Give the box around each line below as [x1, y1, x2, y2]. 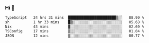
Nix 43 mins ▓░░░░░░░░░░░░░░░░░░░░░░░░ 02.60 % [5, 24, 145, 29]
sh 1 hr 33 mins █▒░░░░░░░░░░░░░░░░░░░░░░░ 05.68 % [5, 20, 145, 25]
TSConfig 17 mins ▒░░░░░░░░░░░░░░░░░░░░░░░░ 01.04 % [5, 29, 145, 33]
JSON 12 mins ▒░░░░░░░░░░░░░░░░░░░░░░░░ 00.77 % [5, 33, 145, 38]
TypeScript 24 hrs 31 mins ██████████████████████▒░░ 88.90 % [5, 15, 145, 20]
